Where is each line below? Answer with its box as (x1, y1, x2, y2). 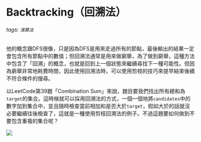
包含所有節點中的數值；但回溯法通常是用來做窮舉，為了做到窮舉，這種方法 (11, 53, 195, 60)
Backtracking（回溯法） (6, 5, 127, 19)
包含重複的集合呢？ (11, 118, 59, 125)
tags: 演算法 (6, 26, 34, 33)
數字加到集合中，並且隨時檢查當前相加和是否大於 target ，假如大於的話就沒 (6, 103, 190, 110)
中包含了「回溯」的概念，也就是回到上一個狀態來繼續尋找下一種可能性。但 (6, 60, 190, 67)
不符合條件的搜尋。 (6, 75, 54, 82)
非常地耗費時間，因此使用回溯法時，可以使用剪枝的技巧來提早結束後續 (22, 67, 195, 75)
